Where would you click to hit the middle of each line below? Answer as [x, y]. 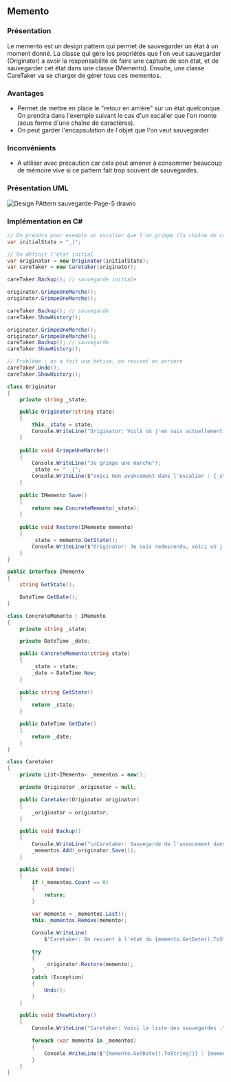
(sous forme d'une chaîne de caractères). [76, 123]
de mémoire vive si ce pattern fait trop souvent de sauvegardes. [108, 170]
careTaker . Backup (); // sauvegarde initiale [72, 280]
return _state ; [54, 705]
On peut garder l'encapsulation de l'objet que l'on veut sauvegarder [113, 130]
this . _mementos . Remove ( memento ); [80, 920]
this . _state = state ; [63, 425]
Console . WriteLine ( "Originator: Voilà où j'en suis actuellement [128, 431]
